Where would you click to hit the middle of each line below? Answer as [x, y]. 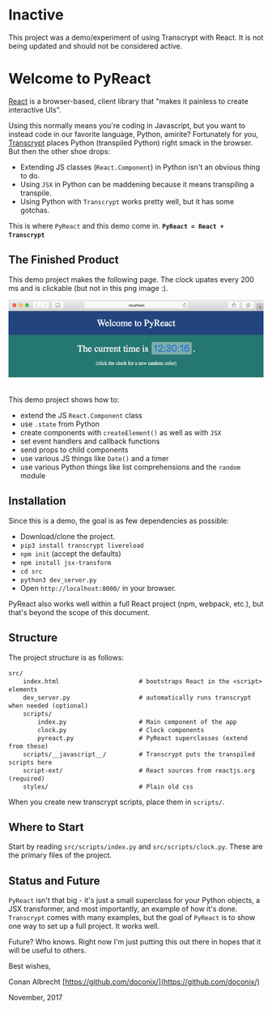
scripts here [30, 762]
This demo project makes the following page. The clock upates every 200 [132, 279]
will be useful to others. [47, 951]
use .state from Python [59, 424]
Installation [37, 501]
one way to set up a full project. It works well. [84, 927]
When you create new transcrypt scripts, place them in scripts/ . [117, 802]
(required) [27, 779]
